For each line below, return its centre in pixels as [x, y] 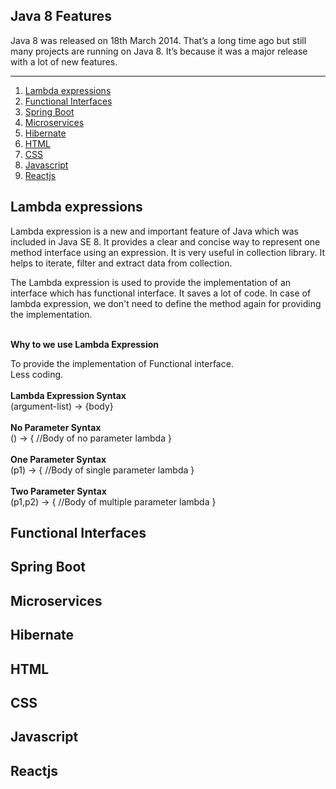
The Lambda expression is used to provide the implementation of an [151, 282]
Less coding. [37, 374]
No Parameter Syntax [56, 427]
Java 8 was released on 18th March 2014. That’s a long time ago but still [158, 40]
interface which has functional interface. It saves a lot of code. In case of [161, 293]
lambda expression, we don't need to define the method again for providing [166, 303]
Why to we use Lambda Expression [85, 344]
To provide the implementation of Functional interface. [122, 363]
